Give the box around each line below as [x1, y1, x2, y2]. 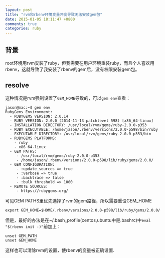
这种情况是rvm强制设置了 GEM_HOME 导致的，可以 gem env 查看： [5, 95, 131, 101]
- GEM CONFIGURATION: [10, 162, 55, 167]
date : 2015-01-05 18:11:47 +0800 [5, 17, 75, 22]
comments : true [5, 21, 37, 27]
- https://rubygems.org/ [16, 188, 69, 193]
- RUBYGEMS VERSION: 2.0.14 [10, 114, 69, 119]
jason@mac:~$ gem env [5, 105, 51, 110]
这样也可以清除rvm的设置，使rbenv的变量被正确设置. [5, 247, 114, 253]
